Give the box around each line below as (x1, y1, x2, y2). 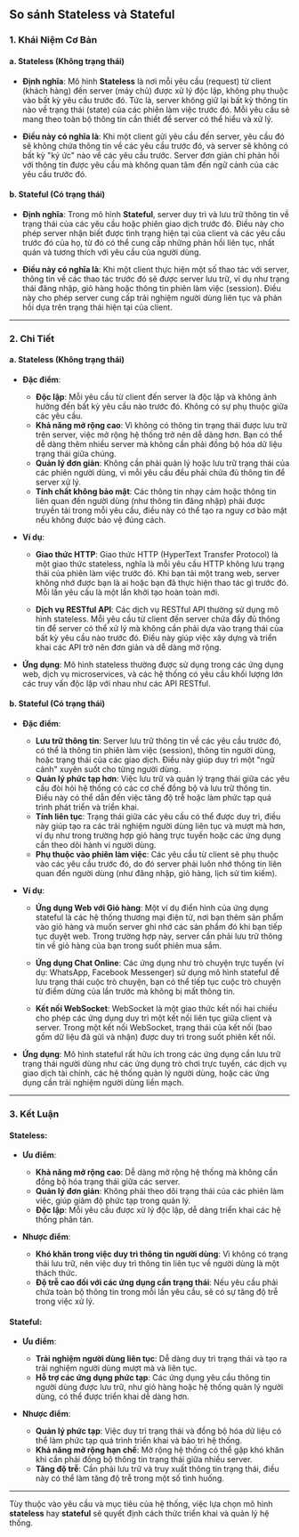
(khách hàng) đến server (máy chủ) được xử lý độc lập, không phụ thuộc (21, 85, 289, 96)
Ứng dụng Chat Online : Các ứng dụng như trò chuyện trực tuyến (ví (35, 957, 285, 969)
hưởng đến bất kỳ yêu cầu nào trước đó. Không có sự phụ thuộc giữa (35, 401, 288, 411)
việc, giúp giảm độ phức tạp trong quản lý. (35, 1195, 191, 1206)
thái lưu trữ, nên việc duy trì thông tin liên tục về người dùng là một (35, 1258, 280, 1269)
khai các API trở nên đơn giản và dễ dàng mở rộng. (35, 641, 222, 653)
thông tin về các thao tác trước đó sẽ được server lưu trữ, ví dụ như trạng (21, 273, 290, 284)
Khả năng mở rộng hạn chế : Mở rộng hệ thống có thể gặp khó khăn (35, 1444, 285, 1455)
